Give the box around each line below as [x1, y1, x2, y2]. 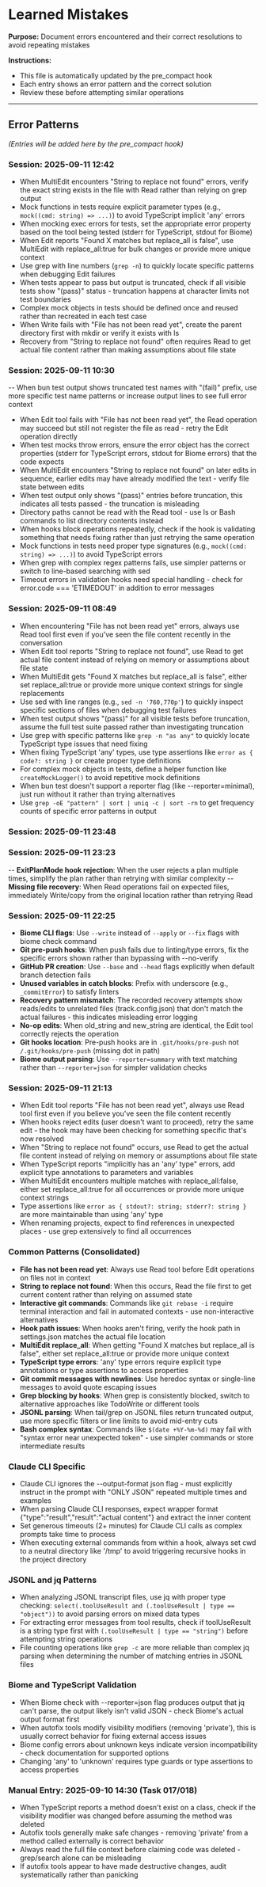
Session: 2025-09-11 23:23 [8, 847, 116, 858]
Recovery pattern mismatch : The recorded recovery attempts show [19, 995, 243, 1005]
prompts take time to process [19, 1530, 116, 1539]
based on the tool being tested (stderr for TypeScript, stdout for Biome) [19, 227, 253, 237]
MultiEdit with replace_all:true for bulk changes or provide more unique [19, 244, 252, 254]
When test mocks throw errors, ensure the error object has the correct [19, 440, 250, 450]
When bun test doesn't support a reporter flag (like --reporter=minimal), [19, 781, 255, 790]
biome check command [19, 937, 97, 946]
